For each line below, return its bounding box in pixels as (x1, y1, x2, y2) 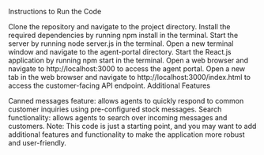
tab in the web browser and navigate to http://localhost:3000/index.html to (8, 73, 251, 81)
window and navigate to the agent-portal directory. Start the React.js (8, 47, 232, 56)
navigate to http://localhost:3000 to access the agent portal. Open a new (8, 64, 246, 74)
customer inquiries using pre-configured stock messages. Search (8, 104, 222, 114)
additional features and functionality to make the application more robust (8, 130, 245, 139)
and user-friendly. (8, 138, 67, 147)
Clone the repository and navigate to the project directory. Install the (8, 22, 231, 31)
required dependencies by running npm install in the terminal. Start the (8, 31, 239, 40)
